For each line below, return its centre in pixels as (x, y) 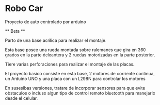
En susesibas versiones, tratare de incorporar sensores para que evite (75, 88)
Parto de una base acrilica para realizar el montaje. (56, 40)
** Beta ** (15, 31)
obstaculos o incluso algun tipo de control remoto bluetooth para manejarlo (80, 93)
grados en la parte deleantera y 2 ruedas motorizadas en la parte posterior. (80, 55)
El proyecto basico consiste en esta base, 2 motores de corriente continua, (80, 73)
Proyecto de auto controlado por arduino (46, 22)
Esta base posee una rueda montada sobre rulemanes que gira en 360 (76, 50)
